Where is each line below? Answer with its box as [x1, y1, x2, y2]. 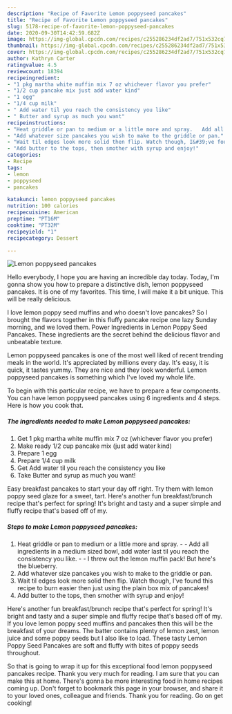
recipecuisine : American [7, 209, 79, 216]
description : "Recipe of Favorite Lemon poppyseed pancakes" [7, 10, 187, 17]
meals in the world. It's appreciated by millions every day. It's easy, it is [7, 359, 209, 367]
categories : [7, 151, 41, 159]
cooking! [7, 699, 32, 707]
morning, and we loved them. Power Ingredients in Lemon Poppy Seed [7, 323, 208, 332]
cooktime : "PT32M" [7, 222, 60, 229]
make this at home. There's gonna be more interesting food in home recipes [7, 677, 223, 685]
